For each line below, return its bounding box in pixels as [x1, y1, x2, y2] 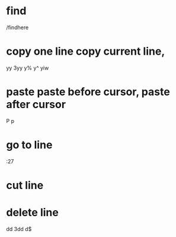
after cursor [6, 98, 66, 111]
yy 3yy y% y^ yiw [6, 64, 49, 71]
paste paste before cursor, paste [6, 85, 170, 99]
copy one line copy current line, [6, 45, 165, 58]
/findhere [6, 24, 29, 31]
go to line [6, 138, 53, 151]
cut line [6, 178, 44, 192]
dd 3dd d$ [6, 225, 32, 232]
